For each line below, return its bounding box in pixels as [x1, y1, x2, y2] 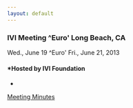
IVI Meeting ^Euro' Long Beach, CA [7, 32, 126, 42]
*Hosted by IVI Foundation [7, 64, 85, 72]
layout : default [7, 10, 54, 17]
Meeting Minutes [7, 93, 55, 101]
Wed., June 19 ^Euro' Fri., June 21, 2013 [7, 48, 120, 56]
